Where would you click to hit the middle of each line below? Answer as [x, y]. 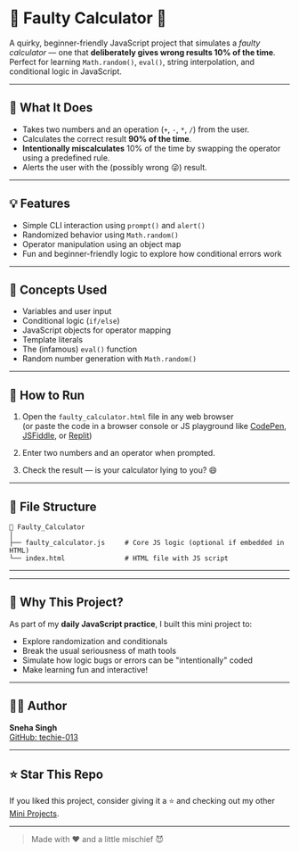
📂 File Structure [53, 506]
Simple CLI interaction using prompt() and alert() [114, 225]
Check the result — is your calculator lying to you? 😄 [120, 470]
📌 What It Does [51, 108]
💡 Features [40, 204]
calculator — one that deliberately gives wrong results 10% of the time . [142, 52]
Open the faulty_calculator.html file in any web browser [128, 417]
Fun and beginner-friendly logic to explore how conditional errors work [152, 253]
